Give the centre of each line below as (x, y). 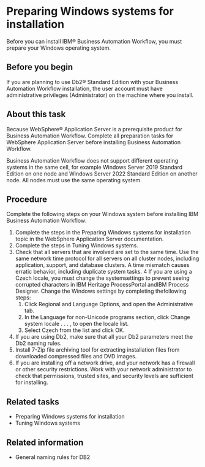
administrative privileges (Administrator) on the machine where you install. (100, 95)
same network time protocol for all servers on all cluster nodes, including (107, 258)
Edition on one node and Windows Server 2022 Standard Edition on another (102, 174)
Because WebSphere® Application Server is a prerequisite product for (94, 129)
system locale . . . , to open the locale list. (76, 324)
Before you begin (40, 67)
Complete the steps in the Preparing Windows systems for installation (103, 233)
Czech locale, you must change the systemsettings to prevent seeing (102, 278)
